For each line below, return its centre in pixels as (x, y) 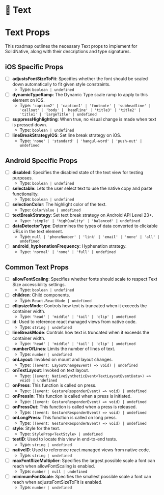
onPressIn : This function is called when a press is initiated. (72, 396)
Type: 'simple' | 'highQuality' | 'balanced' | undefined (80, 221)
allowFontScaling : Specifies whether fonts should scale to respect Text (85, 279)
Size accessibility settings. (39, 285)
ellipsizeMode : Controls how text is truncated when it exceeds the (80, 306)
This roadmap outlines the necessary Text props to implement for (71, 46)
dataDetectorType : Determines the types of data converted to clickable (85, 226)
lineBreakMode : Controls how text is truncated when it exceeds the (81, 333)
